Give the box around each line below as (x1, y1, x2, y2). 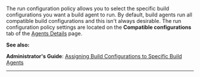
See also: (6, 41, 30, 48)
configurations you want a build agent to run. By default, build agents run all (6, 11, 192, 18)
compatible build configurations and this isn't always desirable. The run (6, 18, 182, 24)
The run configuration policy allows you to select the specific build (6, 5, 170, 12)
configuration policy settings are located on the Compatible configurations (6, 24, 192, 31)
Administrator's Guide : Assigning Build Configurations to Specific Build (6, 53, 183, 59)
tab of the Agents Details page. (6, 30, 83, 37)
